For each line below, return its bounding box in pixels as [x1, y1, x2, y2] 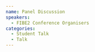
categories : [5, 25, 35, 32]
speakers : [5, 14, 31, 20]
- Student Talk [11, 31, 49, 37]
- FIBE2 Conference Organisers [11, 20, 90, 26]
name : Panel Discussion [5, 8, 66, 15]
